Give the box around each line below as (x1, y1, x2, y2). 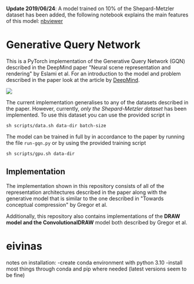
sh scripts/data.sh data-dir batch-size (6, 123, 107, 128)
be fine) (6, 271, 25, 279)
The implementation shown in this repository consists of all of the (6, 182, 165, 189)
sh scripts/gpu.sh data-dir (6, 150, 75, 157)
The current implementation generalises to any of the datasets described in (6, 98, 189, 105)
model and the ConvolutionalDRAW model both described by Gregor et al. (6, 219, 188, 226)
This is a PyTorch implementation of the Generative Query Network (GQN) (6, 57, 185, 64)
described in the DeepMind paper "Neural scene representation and (6, 64, 171, 71)
